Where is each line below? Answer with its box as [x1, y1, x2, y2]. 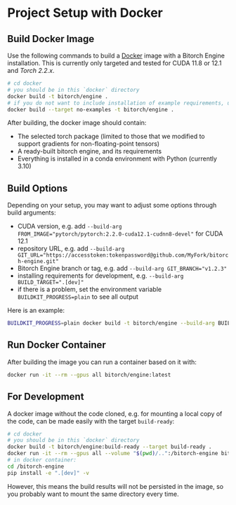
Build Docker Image [7, 33, 95, 45]
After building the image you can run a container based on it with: [7, 358, 197, 366]
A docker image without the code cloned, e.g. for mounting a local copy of [7, 409, 223, 418]
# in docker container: [7, 457, 77, 464]
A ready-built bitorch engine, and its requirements [17, 147, 162, 156]
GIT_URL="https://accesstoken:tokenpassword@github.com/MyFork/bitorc [17, 252, 229, 259]
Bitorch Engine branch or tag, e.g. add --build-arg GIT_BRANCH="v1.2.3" [17, 264, 227, 273]
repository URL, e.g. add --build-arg [17, 244, 125, 253]
